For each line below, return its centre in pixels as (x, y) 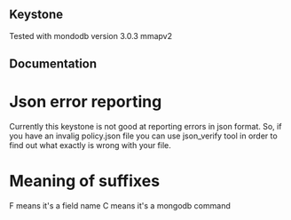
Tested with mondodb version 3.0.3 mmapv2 (91, 35)
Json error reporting (86, 102)
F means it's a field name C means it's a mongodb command (120, 206)
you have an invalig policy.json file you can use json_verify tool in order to (143, 136)
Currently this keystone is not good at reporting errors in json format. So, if (145, 127)
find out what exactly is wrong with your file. (90, 145)
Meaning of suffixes (85, 181)
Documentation (53, 64)
